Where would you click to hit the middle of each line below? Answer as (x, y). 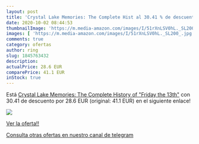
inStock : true (24, 78)
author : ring (22, 50)
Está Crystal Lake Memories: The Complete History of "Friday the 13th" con (98, 95)
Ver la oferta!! (23, 124)
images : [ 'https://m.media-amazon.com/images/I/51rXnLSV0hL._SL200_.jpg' (100, 34)
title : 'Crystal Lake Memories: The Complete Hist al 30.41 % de (88, 17)
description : (22, 61)
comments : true (25, 39)
